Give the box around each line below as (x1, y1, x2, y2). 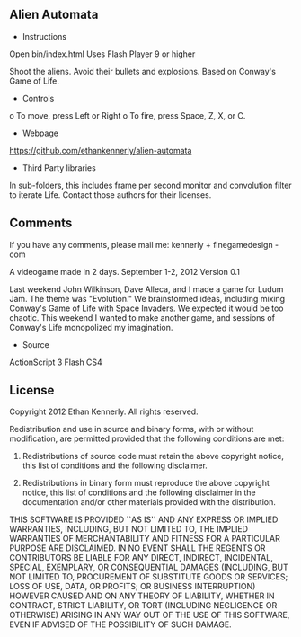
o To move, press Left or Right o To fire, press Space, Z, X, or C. (9, 110, 246, 120)
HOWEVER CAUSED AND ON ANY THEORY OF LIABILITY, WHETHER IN (9, 590, 276, 601)
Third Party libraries (22, 162, 96, 173)
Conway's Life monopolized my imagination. (9, 322, 173, 332)
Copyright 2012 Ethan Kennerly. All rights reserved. (9, 406, 199, 417)
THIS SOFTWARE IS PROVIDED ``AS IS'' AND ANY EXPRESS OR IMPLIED (9, 514, 279, 525)
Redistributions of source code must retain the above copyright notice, (22, 451, 285, 462)
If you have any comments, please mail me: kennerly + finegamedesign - (9, 239, 279, 250)
